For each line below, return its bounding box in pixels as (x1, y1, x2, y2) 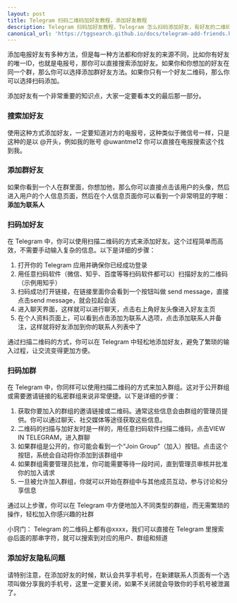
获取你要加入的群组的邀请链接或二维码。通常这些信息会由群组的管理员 (17, 407, 222, 415)
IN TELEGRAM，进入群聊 (17, 433, 90, 441)
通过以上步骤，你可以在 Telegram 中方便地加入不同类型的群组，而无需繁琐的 (7, 501, 230, 510)
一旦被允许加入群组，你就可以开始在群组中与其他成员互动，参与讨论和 (17, 477, 222, 486)
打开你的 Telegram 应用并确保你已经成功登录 (17, 261, 148, 269)
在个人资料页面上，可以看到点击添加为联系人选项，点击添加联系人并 (17, 314, 216, 322)
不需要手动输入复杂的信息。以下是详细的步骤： (19, 246, 156, 255)
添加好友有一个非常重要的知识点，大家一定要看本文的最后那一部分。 (7, 92, 205, 100)
